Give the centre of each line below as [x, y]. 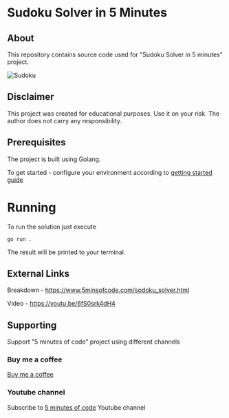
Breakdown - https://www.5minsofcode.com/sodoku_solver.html [98, 290]
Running [32, 207]
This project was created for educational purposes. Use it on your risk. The [113, 113]
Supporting [32, 325]
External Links [39, 273]
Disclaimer [31, 97]
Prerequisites [36, 143]
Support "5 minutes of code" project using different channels [94, 342]
